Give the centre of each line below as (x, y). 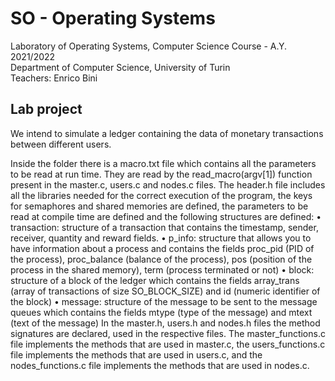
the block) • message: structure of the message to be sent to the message (164, 301)
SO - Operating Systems (113, 18)
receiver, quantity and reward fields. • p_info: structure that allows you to (161, 238)
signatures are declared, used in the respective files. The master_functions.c (168, 333)
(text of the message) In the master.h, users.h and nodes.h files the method (165, 323)
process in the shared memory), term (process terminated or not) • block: (162, 269)
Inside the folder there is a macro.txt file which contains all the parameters (163, 163)
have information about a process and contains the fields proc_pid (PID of (162, 248)
